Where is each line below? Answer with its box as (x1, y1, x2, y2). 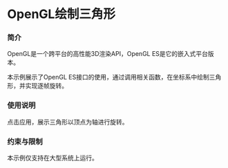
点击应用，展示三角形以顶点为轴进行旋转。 (7, 118, 129, 126)
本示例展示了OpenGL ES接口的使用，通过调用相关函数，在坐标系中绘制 (7, 73, 209, 82)
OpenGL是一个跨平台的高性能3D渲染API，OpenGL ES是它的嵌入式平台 (7, 50, 209, 58)
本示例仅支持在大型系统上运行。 (7, 153, 98, 162)
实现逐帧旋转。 (25, 82, 68, 90)
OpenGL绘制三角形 (7, 6, 116, 22)
